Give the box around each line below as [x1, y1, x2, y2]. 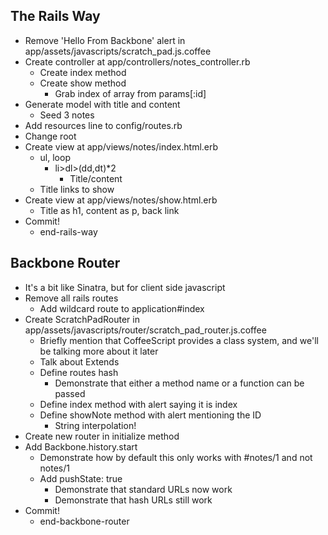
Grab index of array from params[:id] [54, 87, 207, 99]
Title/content [69, 172, 123, 184]
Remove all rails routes [24, 292, 119, 304]
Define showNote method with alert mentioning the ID [39, 409, 262, 421]
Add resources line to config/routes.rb [24, 119, 183, 131]
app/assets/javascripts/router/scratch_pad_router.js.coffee [24, 324, 267, 336]
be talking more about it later [39, 345, 159, 357]
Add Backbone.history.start [24, 440, 138, 453]
